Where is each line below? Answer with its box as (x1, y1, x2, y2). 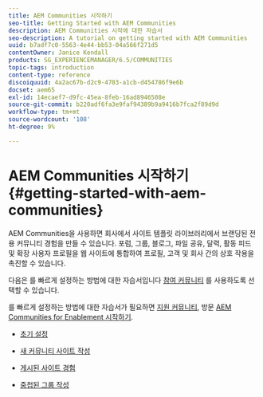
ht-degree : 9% (8, 123, 56, 131)
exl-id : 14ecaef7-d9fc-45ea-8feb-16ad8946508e (8, 93, 166, 101)
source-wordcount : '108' (8, 116, 91, 124)
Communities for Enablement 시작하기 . (8, 312, 134, 321)
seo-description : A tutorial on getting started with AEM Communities (8, 33, 248, 42)
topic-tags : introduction (8, 64, 94, 72)
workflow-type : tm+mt (8, 108, 80, 116)
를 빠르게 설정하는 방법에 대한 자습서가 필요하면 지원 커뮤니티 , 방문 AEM (8, 302, 232, 312)
